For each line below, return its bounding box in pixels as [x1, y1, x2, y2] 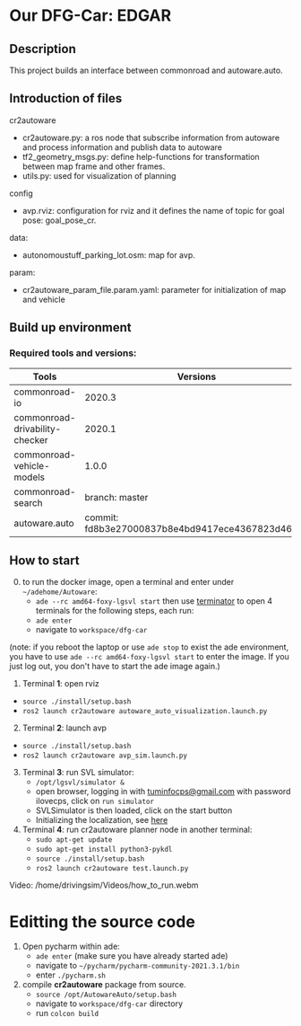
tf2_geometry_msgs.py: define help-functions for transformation [21, 151, 260, 162]
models [13, 471, 46, 483]
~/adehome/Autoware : [21, 586, 98, 597]
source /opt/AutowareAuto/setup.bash [35, 990, 177, 1000]
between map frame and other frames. [21, 161, 166, 172]
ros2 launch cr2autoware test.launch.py [35, 864, 189, 873]
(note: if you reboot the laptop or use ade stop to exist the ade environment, [9, 641, 289, 652]
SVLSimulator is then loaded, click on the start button [35, 805, 233, 816]
